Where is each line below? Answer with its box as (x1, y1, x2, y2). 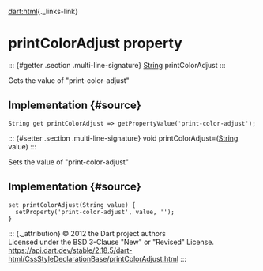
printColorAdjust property (8, 35, 183, 52)
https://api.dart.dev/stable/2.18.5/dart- (8, 245, 133, 255)
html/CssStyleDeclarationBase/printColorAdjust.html (8, 254, 179, 263)
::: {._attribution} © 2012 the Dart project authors (8, 228, 166, 238)
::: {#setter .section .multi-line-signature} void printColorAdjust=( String (8, 134, 239, 143)
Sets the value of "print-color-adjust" (8, 157, 129, 167)
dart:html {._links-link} (8, 7, 79, 16)
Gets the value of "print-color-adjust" (8, 75, 130, 85)
